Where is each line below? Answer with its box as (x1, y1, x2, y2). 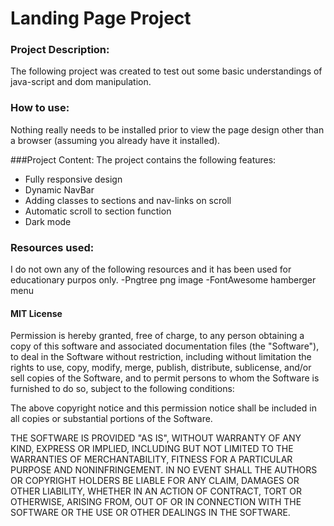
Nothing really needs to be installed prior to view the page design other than (10, 123, 325, 136)
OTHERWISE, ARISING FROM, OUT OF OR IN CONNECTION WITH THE (10, 496, 302, 508)
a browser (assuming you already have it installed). (10, 134, 221, 146)
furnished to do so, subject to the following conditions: (10, 383, 235, 395)
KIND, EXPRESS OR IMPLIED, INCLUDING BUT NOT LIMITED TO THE (10, 443, 294, 455)
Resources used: (10, 240, 95, 254)
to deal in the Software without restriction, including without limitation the (10, 351, 312, 363)
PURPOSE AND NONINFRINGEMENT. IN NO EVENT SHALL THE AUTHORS (10, 464, 318, 476)
